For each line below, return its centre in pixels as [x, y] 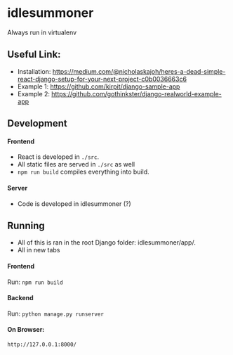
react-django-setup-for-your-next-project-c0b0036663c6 [102, 79]
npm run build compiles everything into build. [83, 172]
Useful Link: [34, 54]
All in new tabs [39, 250]
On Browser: [26, 330]
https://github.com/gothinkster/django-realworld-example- [137, 93]
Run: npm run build [35, 282]
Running [26, 225]
